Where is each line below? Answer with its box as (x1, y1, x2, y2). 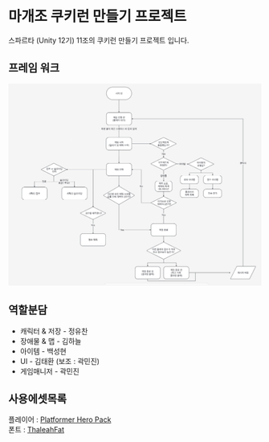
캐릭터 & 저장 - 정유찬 (19, 326, 88, 336)
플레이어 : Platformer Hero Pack (8, 415, 112, 424)
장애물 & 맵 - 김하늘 (19, 336, 82, 346)
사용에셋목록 (8, 392, 67, 406)
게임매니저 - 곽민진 (19, 366, 80, 376)
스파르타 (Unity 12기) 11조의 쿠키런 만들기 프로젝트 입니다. (8, 35, 190, 45)
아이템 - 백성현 (19, 346, 67, 356)
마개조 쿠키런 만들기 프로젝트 (8, 7, 187, 26)
